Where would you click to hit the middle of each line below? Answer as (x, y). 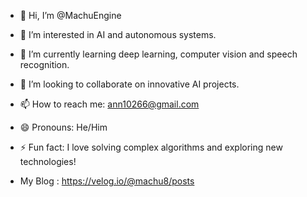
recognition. (44, 64)
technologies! (48, 161)
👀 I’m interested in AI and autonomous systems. (118, 34)
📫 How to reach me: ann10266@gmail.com (109, 104)
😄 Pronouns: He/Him (63, 127)
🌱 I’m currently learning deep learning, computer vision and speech (158, 54)
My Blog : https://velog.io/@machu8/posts (107, 181)
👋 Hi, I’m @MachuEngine (70, 15)
